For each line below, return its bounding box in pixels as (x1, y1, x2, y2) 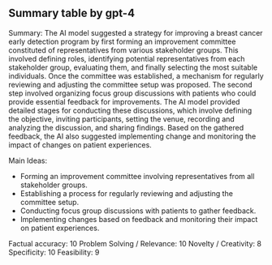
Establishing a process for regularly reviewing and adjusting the (19, 188, 234, 198)
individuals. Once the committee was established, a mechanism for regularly (8, 71, 264, 80)
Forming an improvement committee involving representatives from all (19, 171, 255, 181)
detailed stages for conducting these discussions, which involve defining (8, 105, 253, 115)
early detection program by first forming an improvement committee (8, 36, 236, 46)
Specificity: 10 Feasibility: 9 (8, 247, 100, 257)
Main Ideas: (8, 156, 48, 165)
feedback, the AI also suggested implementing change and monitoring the (8, 131, 257, 141)
